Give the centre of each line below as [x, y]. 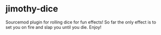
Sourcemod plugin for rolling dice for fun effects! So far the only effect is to [81, 22]
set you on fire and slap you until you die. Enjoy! [54, 27]
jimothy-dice [32, 9]
